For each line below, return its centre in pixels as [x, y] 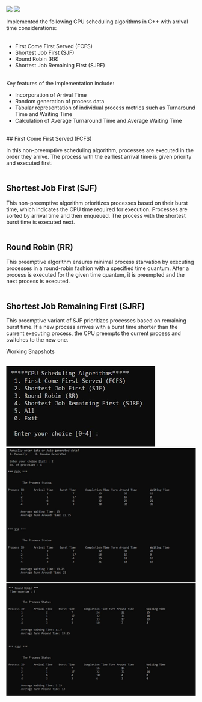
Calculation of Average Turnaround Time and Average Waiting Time [98, 121]
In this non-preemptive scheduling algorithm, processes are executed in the [100, 150]
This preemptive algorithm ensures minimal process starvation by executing [100, 262]
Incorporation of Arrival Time [51, 95]
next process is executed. [38, 281]
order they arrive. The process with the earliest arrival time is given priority [99, 157]
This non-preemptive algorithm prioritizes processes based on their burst [97, 203]
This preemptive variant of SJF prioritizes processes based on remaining [96, 321]
